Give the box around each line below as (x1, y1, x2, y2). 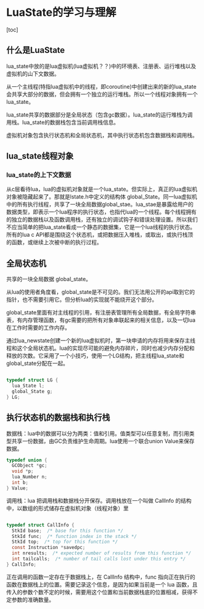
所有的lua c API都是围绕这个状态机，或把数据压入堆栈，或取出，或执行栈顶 (6, 231, 193, 239)
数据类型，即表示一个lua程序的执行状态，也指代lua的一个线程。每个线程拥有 (6, 208, 197, 216)
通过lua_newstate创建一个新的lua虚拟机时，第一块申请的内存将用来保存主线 (6, 337, 196, 344)
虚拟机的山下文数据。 (6, 70, 59, 77)
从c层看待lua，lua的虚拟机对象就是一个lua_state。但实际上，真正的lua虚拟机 (6, 186, 198, 193)
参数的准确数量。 (11, 596, 55, 603)
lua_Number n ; (12, 474, 47, 480)
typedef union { (6, 457, 47, 463)
